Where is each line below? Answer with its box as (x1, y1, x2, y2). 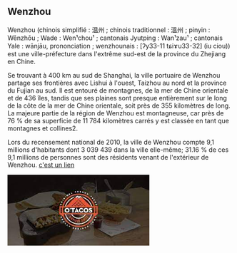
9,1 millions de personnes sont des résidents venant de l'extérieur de (7, 153, 209, 161)
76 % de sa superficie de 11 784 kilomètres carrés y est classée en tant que (7, 116, 230, 125)
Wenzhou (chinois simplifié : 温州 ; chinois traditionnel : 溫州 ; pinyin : (7, 25, 211, 34)
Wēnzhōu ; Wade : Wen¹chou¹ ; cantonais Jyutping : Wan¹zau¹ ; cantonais (7, 33, 223, 42)
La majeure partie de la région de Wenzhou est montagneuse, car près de (7, 108, 224, 117)
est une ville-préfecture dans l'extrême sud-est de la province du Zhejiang (7, 49, 226, 58)
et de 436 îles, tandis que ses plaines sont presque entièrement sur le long (7, 93, 227, 102)
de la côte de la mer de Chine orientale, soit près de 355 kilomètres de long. (7, 101, 231, 110)
